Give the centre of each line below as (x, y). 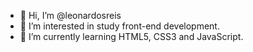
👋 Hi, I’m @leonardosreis (70, 15)
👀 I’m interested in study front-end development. (119, 26)
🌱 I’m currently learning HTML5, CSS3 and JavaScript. (131, 36)
